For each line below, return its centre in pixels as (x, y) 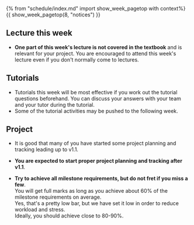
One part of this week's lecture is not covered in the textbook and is (98, 47)
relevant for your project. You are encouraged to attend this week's (95, 53)
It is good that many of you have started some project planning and (95, 144)
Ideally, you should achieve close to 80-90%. (69, 216)
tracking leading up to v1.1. (46, 149)
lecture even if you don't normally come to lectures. (77, 59)
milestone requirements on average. (58, 197)
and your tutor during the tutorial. (54, 104)
